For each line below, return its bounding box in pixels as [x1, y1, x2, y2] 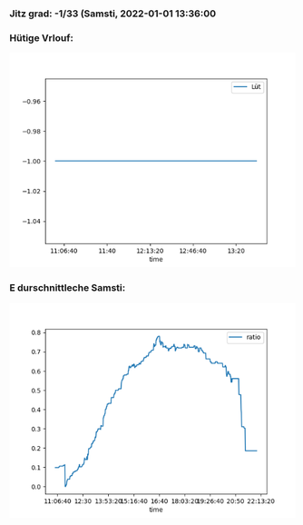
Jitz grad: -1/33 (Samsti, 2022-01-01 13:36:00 [9, 7, 217, 20]
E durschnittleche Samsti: [9, 282, 126, 294]
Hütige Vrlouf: [9, 31, 74, 44]
